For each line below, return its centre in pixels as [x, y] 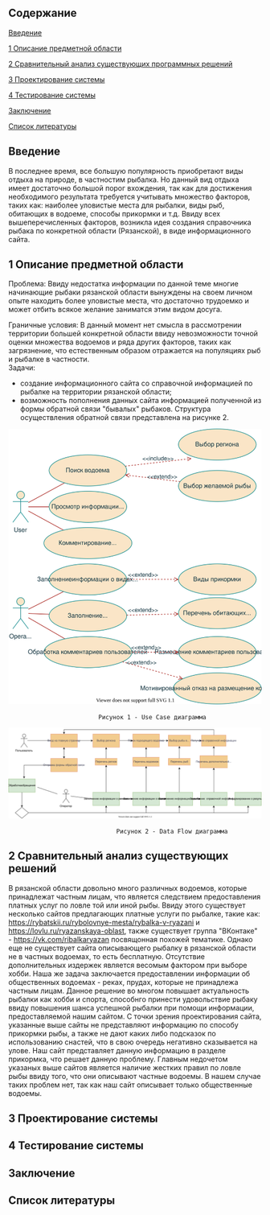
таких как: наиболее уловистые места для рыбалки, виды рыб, [117, 205]
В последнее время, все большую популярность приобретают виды [126, 171]
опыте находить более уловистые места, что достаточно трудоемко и [129, 301]
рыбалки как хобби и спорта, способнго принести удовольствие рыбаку [133, 999]
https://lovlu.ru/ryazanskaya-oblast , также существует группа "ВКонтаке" [133, 931]
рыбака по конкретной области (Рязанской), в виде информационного [130, 231]
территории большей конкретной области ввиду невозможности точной [133, 334]
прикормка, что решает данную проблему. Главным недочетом [118, 1059]
